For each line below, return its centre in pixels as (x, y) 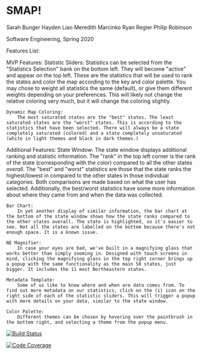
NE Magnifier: (24, 243)
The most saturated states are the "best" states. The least (95, 117)
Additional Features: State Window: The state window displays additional (96, 149)
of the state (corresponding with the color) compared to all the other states (99, 162)
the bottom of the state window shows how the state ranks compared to (98, 216)
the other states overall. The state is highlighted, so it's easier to (99, 221)
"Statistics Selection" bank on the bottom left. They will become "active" (96, 69)
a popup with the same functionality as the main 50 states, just (91, 264)
